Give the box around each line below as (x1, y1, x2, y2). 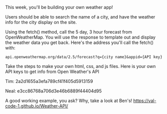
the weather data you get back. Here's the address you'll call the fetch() (5, 39, 154, 45)
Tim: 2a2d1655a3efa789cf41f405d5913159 (5, 78, 93, 84)
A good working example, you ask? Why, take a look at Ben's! (5, 97, 132, 103)
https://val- (133, 97, 156, 103)
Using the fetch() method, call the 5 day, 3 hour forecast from (5, 29, 132, 34)
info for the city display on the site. (5, 19, 77, 25)
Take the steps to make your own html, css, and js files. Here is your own (5, 63, 156, 69)
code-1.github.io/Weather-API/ (5, 103, 69, 109)
